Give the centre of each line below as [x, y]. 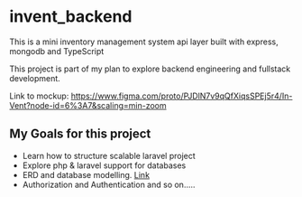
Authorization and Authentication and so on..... [109, 184]
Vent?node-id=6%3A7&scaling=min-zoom [88, 105]
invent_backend [71, 17]
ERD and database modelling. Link [86, 174]
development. [35, 78]
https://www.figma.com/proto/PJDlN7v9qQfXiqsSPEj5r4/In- [182, 96]
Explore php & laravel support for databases [104, 165]
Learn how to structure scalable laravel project [109, 155]
